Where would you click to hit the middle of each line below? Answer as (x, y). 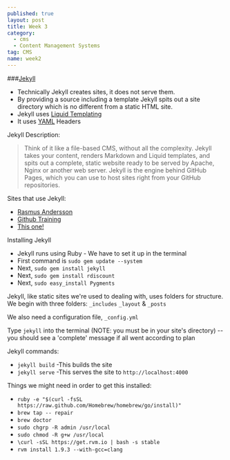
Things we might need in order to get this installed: (79, 385)
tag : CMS (20, 53)
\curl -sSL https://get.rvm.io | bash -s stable (88, 442)
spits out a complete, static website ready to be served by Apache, (119, 163)
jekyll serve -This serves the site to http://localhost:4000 (103, 372)
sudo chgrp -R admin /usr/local (64, 427)
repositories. (42, 185)
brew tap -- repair (45, 413)
